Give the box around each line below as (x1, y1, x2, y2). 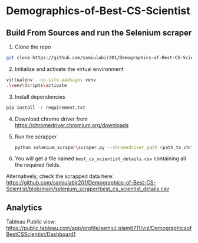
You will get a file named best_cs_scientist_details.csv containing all (14, 155, 186, 162)
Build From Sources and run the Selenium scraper (6, 28, 192, 38)
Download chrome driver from (14, 115, 88, 122)
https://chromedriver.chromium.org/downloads (14, 121, 129, 128)
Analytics (6, 202, 42, 212)
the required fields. (14, 161, 61, 169)
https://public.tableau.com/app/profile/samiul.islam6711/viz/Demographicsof (6, 225, 192, 232)
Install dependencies (14, 93, 66, 100)
